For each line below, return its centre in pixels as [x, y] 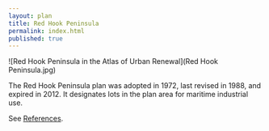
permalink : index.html [46, 31]
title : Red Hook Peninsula [54, 23]
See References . [36, 119]
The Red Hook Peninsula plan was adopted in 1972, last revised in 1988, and [134, 86]
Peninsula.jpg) [32, 70]
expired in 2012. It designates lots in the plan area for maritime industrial [128, 95]
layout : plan [30, 16]
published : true [36, 38]
